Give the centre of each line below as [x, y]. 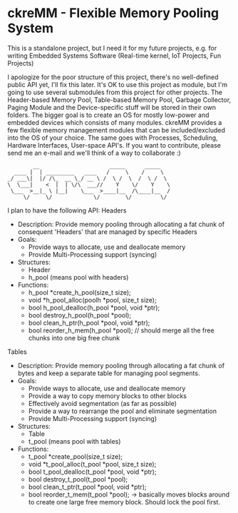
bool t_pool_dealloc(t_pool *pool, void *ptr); [92, 472]
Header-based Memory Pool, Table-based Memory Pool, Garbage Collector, [119, 100]
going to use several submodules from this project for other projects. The [115, 92]
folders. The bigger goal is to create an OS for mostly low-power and [108, 115]
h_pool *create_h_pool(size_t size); [80, 292]
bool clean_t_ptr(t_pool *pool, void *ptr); [87, 487]
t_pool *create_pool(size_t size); [76, 456]
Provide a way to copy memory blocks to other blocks [108, 396]
